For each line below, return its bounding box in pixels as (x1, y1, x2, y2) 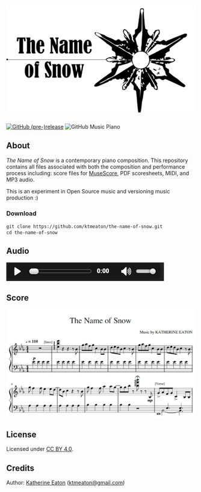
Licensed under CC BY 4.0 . (6, 445, 74, 453)
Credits (6, 463, 35, 473)
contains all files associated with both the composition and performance (6, 163, 185, 170)
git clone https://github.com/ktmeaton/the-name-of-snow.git (6, 223, 163, 230)
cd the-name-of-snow (6, 229, 58, 236)
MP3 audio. (6, 176, 35, 183)
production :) (6, 194, 39, 201)
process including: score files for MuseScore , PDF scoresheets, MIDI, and (6, 169, 190, 176)
